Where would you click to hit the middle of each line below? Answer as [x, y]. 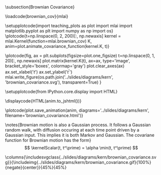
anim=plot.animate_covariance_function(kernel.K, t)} [57, 46]
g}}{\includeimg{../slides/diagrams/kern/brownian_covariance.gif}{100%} [78, 162]
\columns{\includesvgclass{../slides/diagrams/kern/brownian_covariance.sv [81, 157]
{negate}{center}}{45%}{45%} [36, 167]
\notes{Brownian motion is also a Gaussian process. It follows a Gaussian [78, 125]
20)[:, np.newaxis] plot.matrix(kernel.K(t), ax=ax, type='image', [68, 61]
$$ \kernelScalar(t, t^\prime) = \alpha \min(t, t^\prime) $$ [81, 147]
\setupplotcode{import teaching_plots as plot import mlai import [69, 26]
